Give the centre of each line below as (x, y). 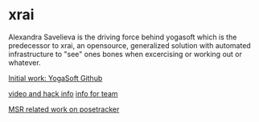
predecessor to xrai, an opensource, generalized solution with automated (129, 45)
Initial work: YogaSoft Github (55, 78)
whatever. (25, 63)
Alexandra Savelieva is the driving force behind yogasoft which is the (123, 37)
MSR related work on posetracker (64, 109)
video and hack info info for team (63, 93)
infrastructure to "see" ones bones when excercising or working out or (125, 54)
